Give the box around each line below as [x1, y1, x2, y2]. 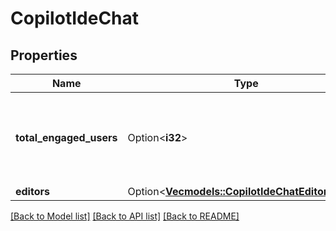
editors [15, 185, 50, 198]
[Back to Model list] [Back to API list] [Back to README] [10, 210, 240, 222]
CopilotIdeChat [10, 7, 140, 30]
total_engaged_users [15, 131, 118, 144]
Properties [10, 47, 78, 64]
